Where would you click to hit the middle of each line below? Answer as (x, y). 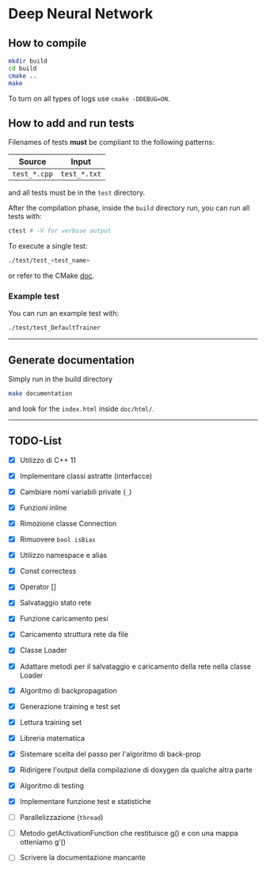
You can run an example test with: (64, 313)
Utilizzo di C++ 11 (48, 460)
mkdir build (28, 61)
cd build (23, 68)
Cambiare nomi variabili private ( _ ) (76, 491)
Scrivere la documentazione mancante (83, 858)
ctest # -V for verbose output (60, 231)
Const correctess (48, 571)
